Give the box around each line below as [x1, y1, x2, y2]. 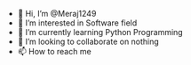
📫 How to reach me [17, 47, 92, 56]
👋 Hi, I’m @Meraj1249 [17, 9, 97, 18]
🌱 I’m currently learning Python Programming [17, 27, 184, 37]
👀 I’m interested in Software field [17, 18, 138, 28]
